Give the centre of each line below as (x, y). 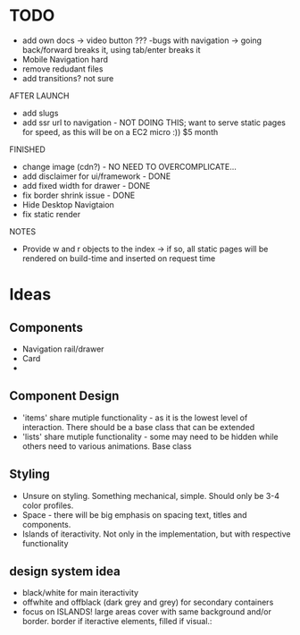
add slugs (40, 113)
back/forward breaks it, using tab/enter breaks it (111, 49)
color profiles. (48, 505)
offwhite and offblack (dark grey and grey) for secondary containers (148, 602)
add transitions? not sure (68, 78)
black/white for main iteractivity (80, 593)
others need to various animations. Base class (107, 446)
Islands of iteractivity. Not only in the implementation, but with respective (156, 534)
